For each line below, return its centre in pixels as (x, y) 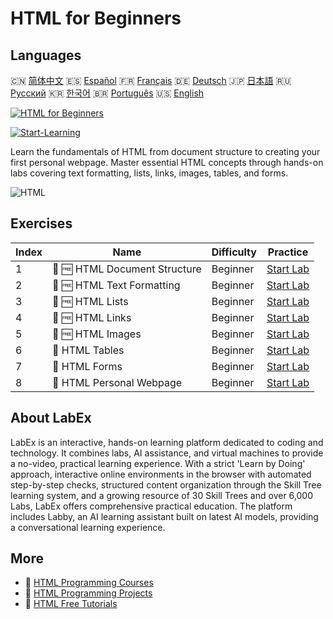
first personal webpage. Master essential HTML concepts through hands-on (167, 162)
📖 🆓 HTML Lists (90, 301)
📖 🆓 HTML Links (92, 317)
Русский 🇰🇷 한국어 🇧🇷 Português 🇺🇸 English (107, 93)
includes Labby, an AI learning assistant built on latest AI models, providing (164, 516)
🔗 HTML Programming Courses (89, 583)
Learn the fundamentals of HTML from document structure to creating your (165, 151)
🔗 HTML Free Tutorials (71, 604)
